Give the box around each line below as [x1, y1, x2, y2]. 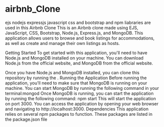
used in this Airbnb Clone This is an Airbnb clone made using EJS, [5, 24, 139, 30]
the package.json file [5, 116, 47, 122]
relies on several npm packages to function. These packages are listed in [5, 111, 153, 117]
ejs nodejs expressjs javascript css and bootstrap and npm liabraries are [5, 20, 151, 25]
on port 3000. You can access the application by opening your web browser [5, 101, 159, 106]
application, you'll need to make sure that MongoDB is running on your [5, 80, 147, 86]
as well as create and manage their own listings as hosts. [5, 40, 120, 46]
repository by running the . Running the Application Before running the [5, 75, 147, 81]
